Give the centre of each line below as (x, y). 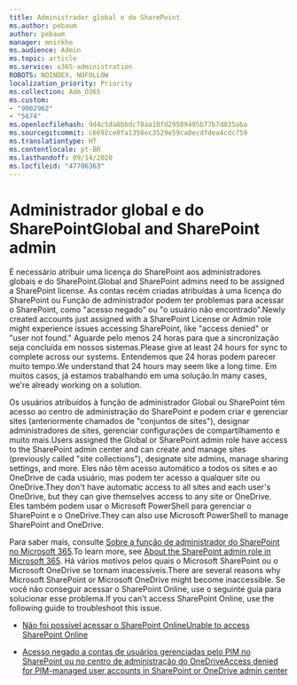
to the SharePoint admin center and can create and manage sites (128, 450)
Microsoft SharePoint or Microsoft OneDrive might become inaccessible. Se (147, 580)
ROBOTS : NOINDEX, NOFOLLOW (59, 75)
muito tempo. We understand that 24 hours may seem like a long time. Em (143, 366)
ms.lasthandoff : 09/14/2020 (61, 157)
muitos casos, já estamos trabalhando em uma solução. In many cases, (138, 376)
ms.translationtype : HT (53, 141)
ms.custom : (29, 100)
